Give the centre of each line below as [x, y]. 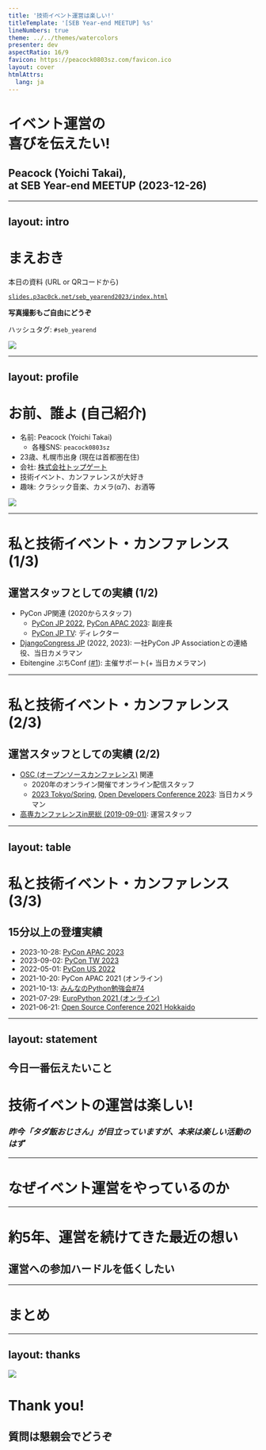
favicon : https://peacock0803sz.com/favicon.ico [90, 60]
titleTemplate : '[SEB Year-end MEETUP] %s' [81, 23]
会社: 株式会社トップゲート [63, 467]
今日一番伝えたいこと [60, 1068]
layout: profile [44, 377]
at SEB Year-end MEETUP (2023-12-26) [108, 186]
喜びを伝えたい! [59, 143]
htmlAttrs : [26, 75]
